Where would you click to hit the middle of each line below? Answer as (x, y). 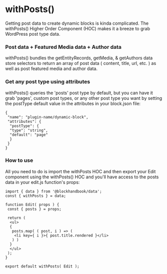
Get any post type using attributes (48, 82)
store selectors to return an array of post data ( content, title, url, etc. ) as (81, 63)
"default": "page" (29, 134)
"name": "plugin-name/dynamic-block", (48, 117)
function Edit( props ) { (32, 204)
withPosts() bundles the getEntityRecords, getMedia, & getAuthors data (79, 58)
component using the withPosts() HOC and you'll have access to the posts (82, 177)
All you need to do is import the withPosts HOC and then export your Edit (80, 171)
